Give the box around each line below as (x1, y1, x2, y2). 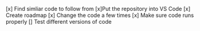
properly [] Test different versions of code (6, 18, 112, 25)
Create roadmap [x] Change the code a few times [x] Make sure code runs (6, 12, 194, 19)
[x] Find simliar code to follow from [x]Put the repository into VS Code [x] (6, 5, 191, 12)
